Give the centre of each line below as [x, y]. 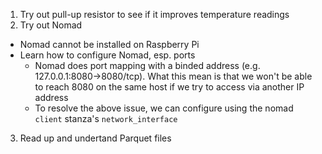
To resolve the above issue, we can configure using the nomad [164, 108]
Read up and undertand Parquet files [95, 138]
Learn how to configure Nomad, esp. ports [107, 55]
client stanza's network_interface [106, 118]
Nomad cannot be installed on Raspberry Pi [109, 44]
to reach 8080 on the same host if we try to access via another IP [169, 87]
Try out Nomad [51, 25]
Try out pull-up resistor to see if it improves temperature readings [154, 14]
